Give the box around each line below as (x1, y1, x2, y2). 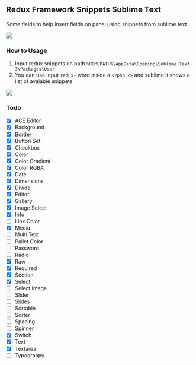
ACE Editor (14, 117, 41, 124)
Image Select (14, 204, 47, 211)
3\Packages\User (14, 66, 55, 72)
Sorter (14, 312, 31, 319)
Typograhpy (14, 351, 44, 358)
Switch (14, 332, 32, 339)
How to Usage (6, 46, 47, 55)
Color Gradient (14, 157, 51, 164)
